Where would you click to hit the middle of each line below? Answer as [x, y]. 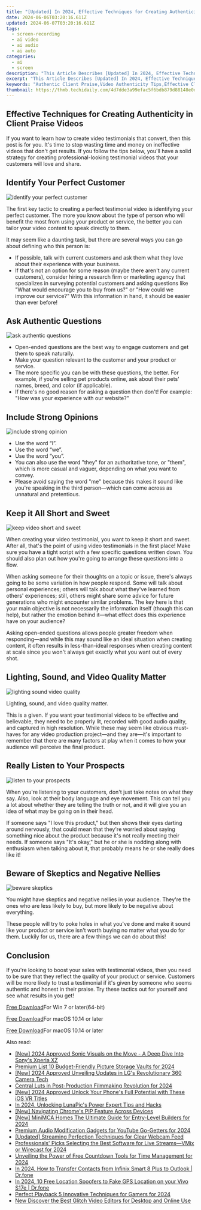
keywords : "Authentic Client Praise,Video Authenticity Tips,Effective [97, 85]
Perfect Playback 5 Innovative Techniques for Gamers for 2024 [93, 1194]
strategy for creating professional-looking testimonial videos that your [92, 157]
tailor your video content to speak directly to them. [68, 228]
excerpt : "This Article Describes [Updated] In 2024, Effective [88, 79]
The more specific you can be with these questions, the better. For [97, 372]
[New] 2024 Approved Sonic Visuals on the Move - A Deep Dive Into [99, 1054]
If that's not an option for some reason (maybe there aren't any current [102, 270]
